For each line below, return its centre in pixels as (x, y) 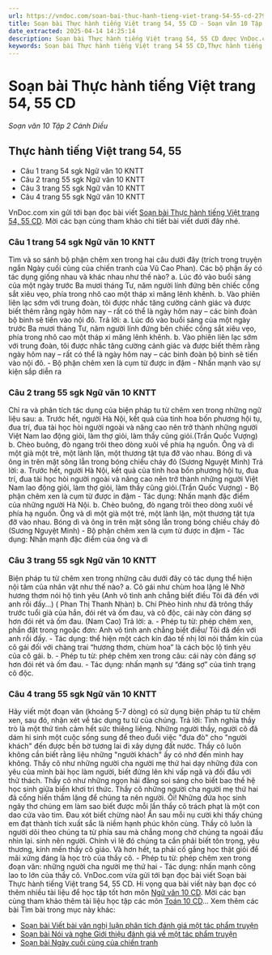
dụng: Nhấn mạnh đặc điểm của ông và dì (78, 539)
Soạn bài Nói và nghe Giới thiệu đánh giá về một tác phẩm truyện (128, 934)
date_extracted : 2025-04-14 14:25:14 (72, 31)
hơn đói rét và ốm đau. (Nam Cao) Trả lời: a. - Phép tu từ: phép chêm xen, (131, 621)
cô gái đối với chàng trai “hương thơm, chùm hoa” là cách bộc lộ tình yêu (130, 647)
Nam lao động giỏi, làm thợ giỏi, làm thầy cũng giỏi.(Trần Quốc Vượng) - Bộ (134, 488)
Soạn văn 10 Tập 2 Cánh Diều (58, 126)
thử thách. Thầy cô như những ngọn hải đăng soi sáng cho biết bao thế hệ (132, 781)
